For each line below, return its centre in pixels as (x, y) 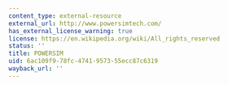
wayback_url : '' (36, 69)
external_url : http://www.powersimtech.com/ (85, 23)
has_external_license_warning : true (70, 31)
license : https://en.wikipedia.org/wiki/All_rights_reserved (114, 38)
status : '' (27, 46)
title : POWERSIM (36, 53)
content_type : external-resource (65, 16)
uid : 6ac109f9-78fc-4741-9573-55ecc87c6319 (83, 62)
